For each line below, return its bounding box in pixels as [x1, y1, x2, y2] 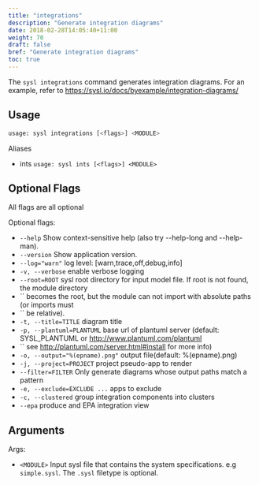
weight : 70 [8, 33, 44, 42]
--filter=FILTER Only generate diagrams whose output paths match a [19, 367, 247, 377]
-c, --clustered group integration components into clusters [19, 392, 215, 402]
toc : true [8, 56, 41, 64]
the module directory [19, 283, 88, 293]
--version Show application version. [19, 250, 138, 259]
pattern [19, 375, 44, 385]
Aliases [8, 144, 32, 153]
